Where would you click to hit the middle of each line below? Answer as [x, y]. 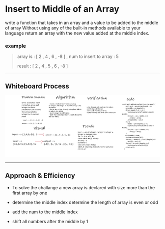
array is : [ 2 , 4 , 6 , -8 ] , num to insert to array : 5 [68, 57]
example [15, 46]
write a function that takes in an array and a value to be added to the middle [82, 23]
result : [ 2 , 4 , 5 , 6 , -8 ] [42, 66]
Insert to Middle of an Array [62, 9]
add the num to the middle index [45, 212]
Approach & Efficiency [40, 176]
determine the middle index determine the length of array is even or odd [85, 202]
